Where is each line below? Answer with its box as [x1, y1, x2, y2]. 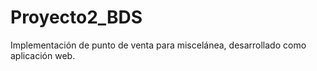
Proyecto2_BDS [10, 6, 143, 29]
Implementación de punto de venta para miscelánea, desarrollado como [10, 39, 307, 51]
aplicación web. [10, 49, 76, 61]
